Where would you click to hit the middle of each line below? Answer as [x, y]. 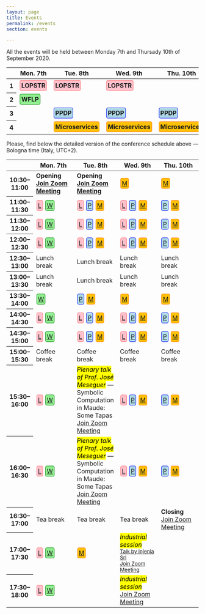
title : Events [24, 18]
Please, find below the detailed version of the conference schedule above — [103, 144]
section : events [27, 29]
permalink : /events [31, 23]
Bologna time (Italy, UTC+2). [42, 150]
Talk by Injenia [137, 552]
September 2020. [28, 58]
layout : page [23, 12]
